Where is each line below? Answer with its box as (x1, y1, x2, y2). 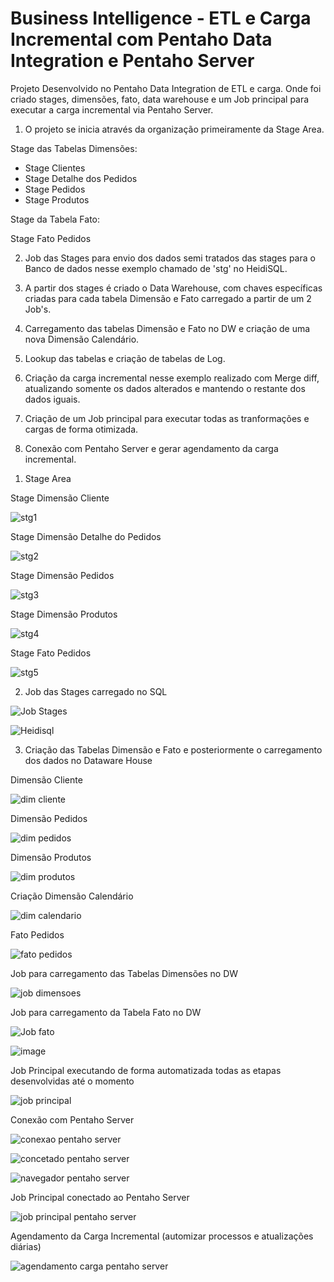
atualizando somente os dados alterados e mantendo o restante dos (24, 382, 306, 394)
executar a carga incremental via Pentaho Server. (10, 103, 214, 116)
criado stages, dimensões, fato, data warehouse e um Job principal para (10, 93, 310, 105)
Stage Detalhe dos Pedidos (24, 172, 138, 184)
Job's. (24, 303, 52, 315)
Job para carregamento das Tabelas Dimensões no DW (10, 967, 239, 979)
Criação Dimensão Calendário (10, 890, 134, 902)
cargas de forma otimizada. (24, 423, 139, 435)
